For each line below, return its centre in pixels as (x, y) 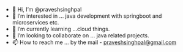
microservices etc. (35, 22)
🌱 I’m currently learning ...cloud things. (61, 29)
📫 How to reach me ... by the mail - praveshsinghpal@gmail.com (94, 42)
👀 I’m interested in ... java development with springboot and (87, 16)
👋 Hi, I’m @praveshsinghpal (47, 9)
